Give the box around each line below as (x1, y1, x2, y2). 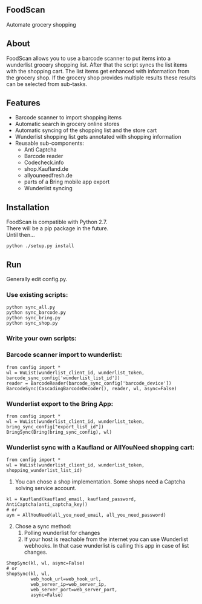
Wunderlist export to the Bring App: (6, 399, 114, 408)
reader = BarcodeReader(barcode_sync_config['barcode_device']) (6, 380, 172, 387)
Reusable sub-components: (15, 139, 85, 147)
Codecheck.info (24, 159, 64, 166)
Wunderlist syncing (24, 185, 73, 192)
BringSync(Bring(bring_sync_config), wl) (6, 429, 112, 435)
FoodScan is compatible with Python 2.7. (6, 218, 108, 226)
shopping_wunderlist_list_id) (6, 468, 83, 474)
